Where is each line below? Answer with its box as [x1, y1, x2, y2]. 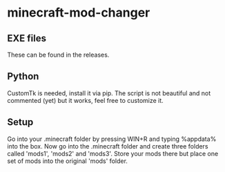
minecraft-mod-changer [7, 5, 150, 21]
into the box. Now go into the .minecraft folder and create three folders [7, 142, 208, 150]
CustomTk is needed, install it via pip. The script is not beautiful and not [7, 88, 211, 97]
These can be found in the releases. [7, 50, 110, 59]
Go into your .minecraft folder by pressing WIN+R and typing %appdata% [7, 135, 217, 143]
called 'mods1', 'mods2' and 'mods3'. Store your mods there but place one [7, 149, 219, 157]
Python [7, 70, 39, 82]
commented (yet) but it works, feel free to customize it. [7, 96, 164, 104]
